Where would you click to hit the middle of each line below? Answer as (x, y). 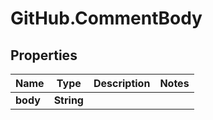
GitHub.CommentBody (106, 18)
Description (122, 83)
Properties (44, 55)
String (68, 100)
